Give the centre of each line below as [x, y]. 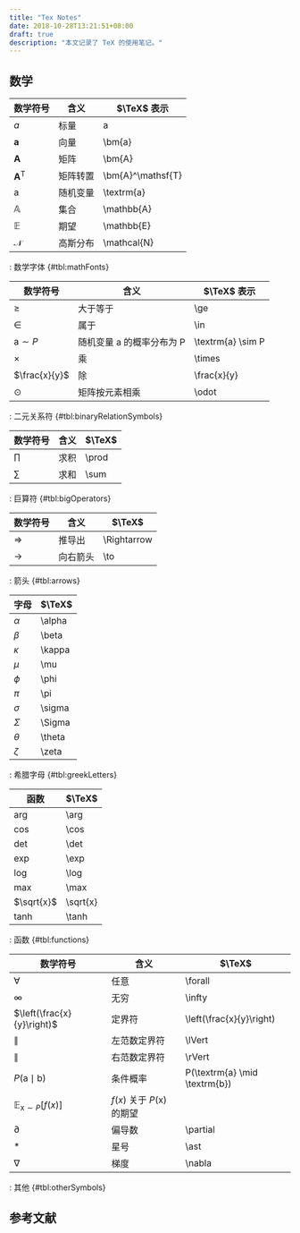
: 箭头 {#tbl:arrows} [45, 581]
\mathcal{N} [129, 242]
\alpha [54, 621]
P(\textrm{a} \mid [222, 1073]
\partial [200, 1130]
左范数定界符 [138, 1041]
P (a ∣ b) [30, 1078]
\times [207, 359]
